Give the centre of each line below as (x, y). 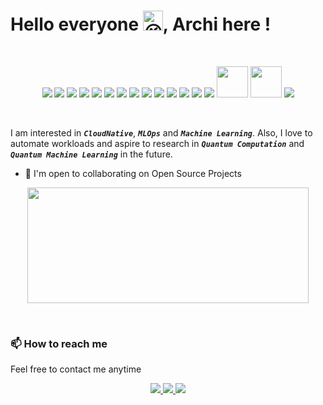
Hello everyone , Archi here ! (141, 24)
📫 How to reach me (59, 343)
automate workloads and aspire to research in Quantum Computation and (157, 143)
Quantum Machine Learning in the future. (91, 154)
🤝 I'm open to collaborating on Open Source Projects (133, 173)
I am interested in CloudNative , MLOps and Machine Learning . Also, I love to (161, 132)
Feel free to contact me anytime (76, 369)
